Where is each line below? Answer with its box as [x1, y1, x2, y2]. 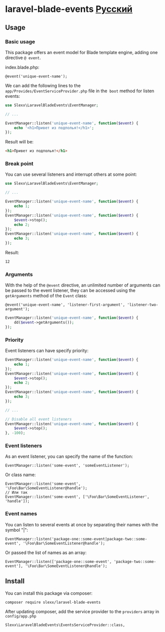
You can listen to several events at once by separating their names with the [5, 521, 159, 527]
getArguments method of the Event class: [5, 293, 88, 299]
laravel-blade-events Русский [5, 3, 133, 15]
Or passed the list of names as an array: [5, 550, 87, 556]
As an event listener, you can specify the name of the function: [5, 453, 133, 460]
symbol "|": [5, 527, 28, 533]
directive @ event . [5, 55, 41, 61]
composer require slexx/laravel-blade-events [5, 600, 101, 605]
